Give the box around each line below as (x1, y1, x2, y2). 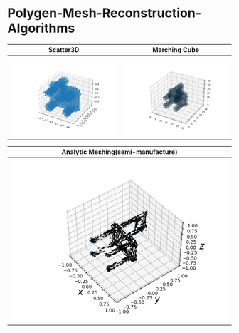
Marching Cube (152, 46, 200, 54)
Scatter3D (48, 46, 80, 54)
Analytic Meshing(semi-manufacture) (61, 148, 178, 156)
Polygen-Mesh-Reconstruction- (7, 5, 201, 21)
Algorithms (7, 20, 75, 36)
